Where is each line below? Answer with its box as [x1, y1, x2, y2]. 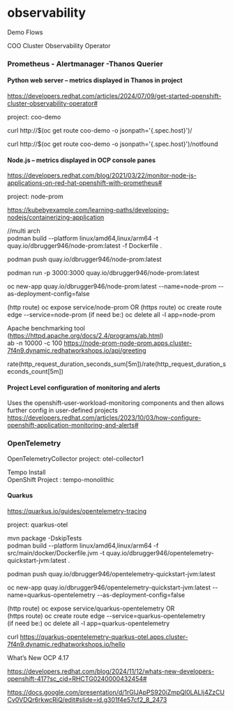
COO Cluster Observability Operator [7, 41, 111, 50]
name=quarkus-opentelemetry [7, 590, 96, 599]
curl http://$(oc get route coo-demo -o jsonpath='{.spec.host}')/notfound [7, 140, 218, 148]
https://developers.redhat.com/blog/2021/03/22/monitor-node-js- [7, 171, 197, 179]
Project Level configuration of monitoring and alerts [7, 383, 160, 392]
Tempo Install [7, 468, 46, 476]
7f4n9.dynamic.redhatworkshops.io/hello [7, 640, 126, 648]
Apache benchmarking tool [7, 324, 85, 332]
